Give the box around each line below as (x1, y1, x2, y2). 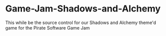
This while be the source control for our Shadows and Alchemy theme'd (5, 19, 157, 25)
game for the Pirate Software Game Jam (5, 24, 90, 30)
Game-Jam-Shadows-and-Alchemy (5, 3, 161, 14)
